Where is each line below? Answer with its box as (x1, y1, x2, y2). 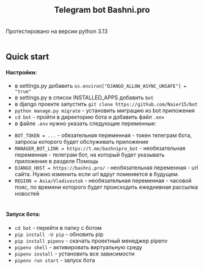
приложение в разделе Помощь (14, 158, 99, 165)
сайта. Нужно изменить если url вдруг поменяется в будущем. (14, 171, 180, 178)
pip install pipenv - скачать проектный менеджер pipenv (14, 237, 168, 244)
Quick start (5, 52, 49, 62)
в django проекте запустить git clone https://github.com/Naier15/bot (14, 101, 198, 108)
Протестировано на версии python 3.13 (5, 27, 108, 35)
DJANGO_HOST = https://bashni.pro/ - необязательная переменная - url (14, 164, 199, 171)
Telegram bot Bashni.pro (54, 5, 150, 15)
